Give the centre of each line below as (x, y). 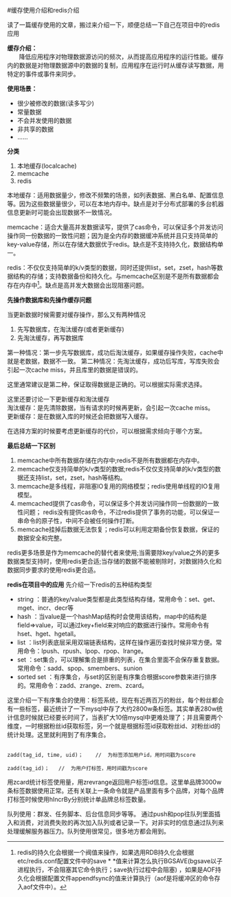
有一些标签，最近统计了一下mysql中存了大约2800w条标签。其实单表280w (112, 709)
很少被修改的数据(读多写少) (56, 103)
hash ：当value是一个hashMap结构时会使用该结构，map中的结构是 (112, 616)
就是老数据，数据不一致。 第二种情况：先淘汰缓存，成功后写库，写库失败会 (113, 361)
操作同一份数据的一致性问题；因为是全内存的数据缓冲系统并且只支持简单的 (112, 236)
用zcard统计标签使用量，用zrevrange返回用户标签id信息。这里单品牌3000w (114, 782)
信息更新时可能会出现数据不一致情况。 (61, 212)
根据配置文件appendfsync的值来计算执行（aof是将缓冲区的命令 (125, 878)
